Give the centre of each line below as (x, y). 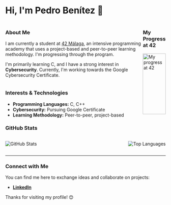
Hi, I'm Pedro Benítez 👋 (54, 10)
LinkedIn (22, 187)
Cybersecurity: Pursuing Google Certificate (59, 109)
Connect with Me (27, 166)
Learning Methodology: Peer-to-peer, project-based (68, 115)
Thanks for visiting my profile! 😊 (39, 197)
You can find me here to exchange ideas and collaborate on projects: (78, 177)
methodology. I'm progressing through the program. (60, 54)
